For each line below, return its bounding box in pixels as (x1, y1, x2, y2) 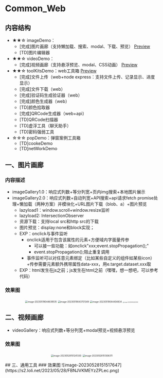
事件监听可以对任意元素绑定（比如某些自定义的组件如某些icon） (26, 255, 155, 261)
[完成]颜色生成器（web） (19, 99, 70, 104)
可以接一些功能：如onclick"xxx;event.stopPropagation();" (34, 242, 149, 249)
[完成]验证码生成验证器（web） (19, 92, 83, 98)
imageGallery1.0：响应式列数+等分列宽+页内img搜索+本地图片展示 (12, 189, 145, 195)
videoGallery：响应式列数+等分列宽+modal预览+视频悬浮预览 (12, 327, 135, 333)
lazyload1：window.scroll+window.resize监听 (19, 207, 110, 213)
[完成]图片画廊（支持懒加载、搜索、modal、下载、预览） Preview (19, 43, 150, 49)
